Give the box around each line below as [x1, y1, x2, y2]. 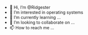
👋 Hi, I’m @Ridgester [9, 5, 50, 10]
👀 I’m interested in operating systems [9, 9, 83, 15]
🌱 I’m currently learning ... [9, 15, 61, 20]
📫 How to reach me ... [9, 25, 54, 30]
